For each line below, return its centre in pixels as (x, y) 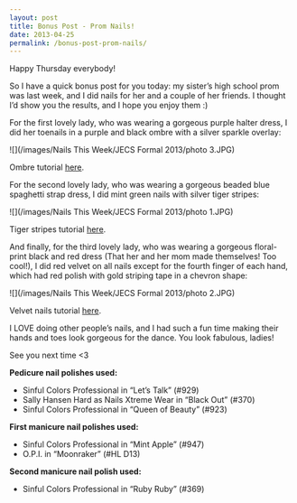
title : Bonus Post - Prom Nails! (72, 26)
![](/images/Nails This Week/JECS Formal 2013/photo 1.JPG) (121, 212)
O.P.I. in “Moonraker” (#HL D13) (81, 454)
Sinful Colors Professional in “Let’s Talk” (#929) (111, 390)
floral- (266, 247)
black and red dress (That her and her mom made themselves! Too (153, 256)
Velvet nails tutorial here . (56, 311)
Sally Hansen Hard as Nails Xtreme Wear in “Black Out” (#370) (139, 400)
